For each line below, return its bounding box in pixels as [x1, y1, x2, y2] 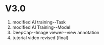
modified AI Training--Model [12, 24, 71, 30]
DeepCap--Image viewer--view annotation [12, 29, 100, 35]
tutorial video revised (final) [12, 35, 69, 41]
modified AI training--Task [12, 19, 66, 25]
